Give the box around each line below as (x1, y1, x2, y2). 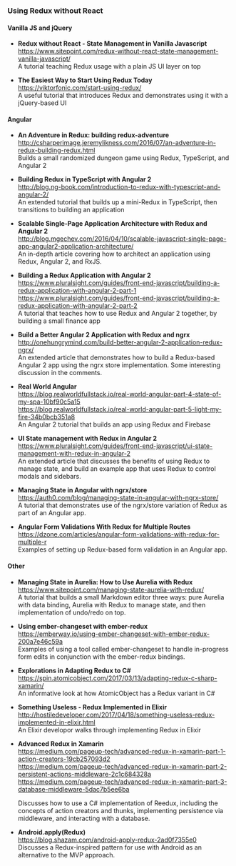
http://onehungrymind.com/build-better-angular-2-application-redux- (17, 338, 223, 347)
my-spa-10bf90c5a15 (17, 397, 81, 406)
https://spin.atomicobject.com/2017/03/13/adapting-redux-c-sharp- (17, 674, 217, 682)
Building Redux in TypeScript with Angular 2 (17, 175, 152, 184)
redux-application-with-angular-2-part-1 (17, 287, 137, 295)
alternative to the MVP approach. (17, 850, 116, 859)
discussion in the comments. (17, 369, 102, 377)
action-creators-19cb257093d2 (17, 755, 111, 763)
